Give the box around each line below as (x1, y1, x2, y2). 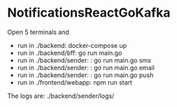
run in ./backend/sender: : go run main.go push (17, 71, 154, 79)
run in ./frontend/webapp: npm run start (17, 78, 133, 86)
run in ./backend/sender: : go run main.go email (17, 63, 155, 72)
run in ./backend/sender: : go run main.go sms (17, 56, 152, 64)
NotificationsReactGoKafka (7, 5, 171, 21)
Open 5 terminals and (7, 28, 70, 36)
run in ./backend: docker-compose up (17, 41, 127, 49)
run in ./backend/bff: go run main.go (17, 49, 122, 57)
